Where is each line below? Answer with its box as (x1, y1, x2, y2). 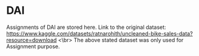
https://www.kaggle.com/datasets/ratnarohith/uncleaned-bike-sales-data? (6, 30, 193, 37)
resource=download (6, 36, 57, 43)
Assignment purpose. (6, 43, 60, 50)
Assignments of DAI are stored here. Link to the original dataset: (6, 23, 166, 31)
